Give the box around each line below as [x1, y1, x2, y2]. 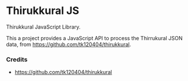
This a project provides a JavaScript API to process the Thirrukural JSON [6, 34, 183, 41]
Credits [6, 55, 28, 64]
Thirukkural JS [6, 4, 79, 17]
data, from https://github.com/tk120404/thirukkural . [6, 41, 131, 48]
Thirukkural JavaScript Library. [6, 23, 81, 30]
